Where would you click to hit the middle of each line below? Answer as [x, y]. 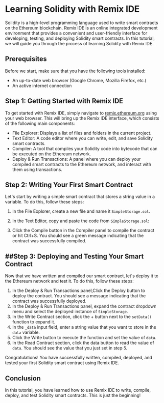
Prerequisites [26, 59]
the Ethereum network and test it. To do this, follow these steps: [69, 281]
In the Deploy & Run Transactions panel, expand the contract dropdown [84, 306]
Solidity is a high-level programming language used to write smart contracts [82, 23]
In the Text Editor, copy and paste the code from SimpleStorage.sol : [81, 221]
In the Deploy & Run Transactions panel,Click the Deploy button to [79, 290]
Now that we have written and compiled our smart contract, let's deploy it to [82, 276]
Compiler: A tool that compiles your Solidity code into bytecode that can [85, 148]
